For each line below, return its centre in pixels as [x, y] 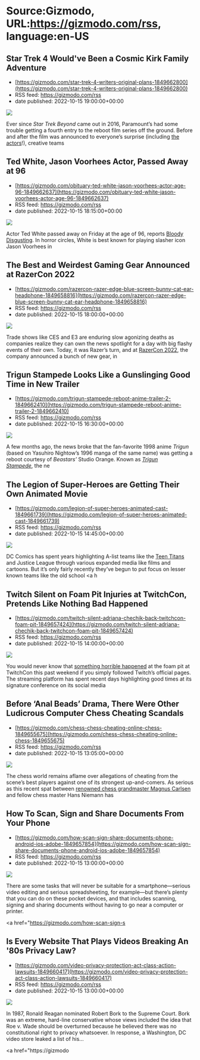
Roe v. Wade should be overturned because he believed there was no [91, 1026]
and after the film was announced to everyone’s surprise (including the [93, 137]
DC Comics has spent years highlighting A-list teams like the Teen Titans [95, 556]
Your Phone [28, 823]
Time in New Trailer [43, 385]
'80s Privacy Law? [41, 951]
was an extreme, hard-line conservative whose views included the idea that [99, 1019]
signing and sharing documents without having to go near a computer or [95, 905]
